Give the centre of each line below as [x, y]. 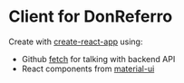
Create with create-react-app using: [76, 41]
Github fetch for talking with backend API [98, 59]
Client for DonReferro [91, 17]
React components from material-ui [88, 69]
